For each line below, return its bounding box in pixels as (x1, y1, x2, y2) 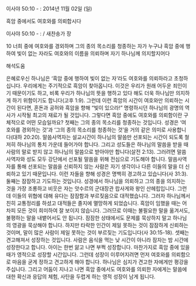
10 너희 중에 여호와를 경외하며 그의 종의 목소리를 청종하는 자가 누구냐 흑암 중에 (6, 43, 184, 49)
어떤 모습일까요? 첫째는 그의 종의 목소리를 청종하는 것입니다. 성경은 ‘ (26, 119, 182, 126)
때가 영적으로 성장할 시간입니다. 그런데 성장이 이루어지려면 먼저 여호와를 (6, 251, 170, 258)
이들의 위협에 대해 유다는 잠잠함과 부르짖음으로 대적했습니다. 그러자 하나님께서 (12, 193, 191, 199)
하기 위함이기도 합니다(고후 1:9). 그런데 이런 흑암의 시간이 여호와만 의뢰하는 (12, 97, 184, 104)
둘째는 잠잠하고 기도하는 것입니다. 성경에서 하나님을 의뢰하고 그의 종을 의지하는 (6, 178, 186, 184)
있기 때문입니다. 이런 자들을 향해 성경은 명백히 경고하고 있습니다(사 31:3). (21, 170, 188, 177)
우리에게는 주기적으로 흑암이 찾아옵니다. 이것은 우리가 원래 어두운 (23, 82, 171, 89)
